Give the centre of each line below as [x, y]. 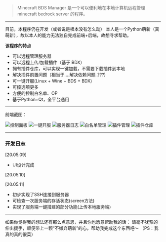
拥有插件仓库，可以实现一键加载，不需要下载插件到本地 [68, 68]
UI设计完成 [23, 165]
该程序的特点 [18, 46]
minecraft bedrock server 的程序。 [52, 14]
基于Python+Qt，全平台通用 [41, 99]
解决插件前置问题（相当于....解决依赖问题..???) [59, 75]
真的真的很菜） [20, 235]
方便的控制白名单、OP [35, 93]
